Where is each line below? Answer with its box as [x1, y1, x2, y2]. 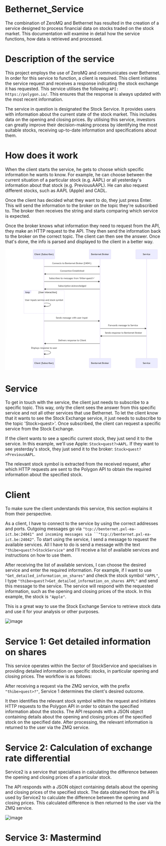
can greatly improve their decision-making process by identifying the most [5, 122, 158, 128]
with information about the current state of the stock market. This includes [5, 111, 157, 117]
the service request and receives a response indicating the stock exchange [5, 80, 159, 86]
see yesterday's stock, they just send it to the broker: [5, 446, 113, 452]
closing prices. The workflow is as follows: [5, 674, 92, 680]
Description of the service [5, 53, 115, 65]
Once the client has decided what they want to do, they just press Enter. [5, 197, 152, 203]
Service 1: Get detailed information [5, 636, 151, 647]
